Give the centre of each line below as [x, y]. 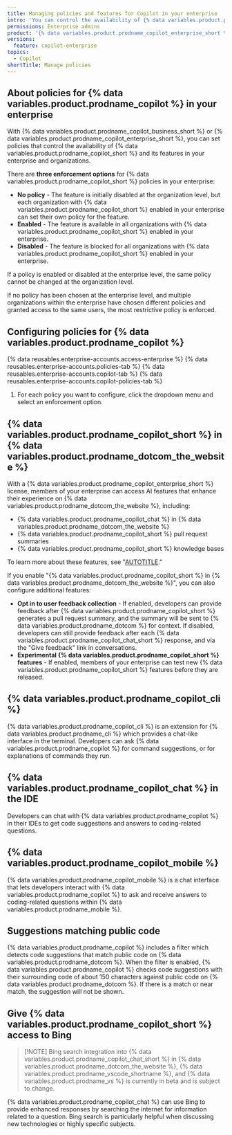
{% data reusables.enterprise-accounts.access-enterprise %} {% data [108, 359]
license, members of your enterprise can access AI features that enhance [112, 491]
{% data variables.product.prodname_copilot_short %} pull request [112, 534]
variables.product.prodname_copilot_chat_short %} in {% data [113, 1059]
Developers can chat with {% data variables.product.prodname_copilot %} [113, 816]
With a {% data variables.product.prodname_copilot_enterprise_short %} [110, 484]
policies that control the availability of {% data [72, 146]
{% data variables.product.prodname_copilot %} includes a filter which [108, 947]
